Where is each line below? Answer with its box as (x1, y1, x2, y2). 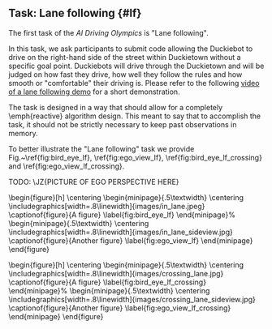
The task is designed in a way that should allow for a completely (8, 102, 223, 112)
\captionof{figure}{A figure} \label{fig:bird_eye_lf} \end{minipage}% (8, 210, 235, 220)
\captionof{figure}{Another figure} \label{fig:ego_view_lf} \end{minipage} (8, 235, 253, 246)
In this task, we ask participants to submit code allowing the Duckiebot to (8, 44, 253, 53)
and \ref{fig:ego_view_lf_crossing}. (8, 161, 125, 171)
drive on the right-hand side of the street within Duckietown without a (8, 52, 241, 62)
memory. (8, 128, 38, 138)
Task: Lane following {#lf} (8, 6, 142, 20)
